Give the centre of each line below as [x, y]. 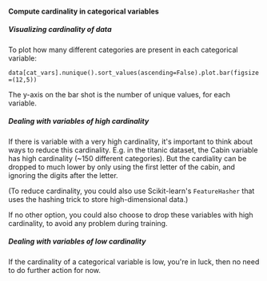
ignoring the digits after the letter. [63, 175]
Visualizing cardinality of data [60, 30]
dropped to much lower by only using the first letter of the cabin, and [122, 167]
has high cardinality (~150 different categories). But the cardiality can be [128, 158]
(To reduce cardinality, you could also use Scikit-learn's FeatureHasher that [132, 191]
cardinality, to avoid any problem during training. [88, 223]
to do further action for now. [55, 270]
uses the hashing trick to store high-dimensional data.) [98, 199]
